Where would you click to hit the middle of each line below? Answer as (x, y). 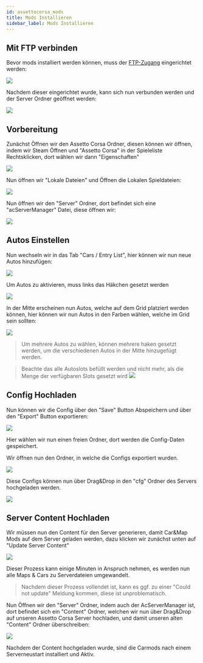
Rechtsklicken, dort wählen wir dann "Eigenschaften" (73, 157)
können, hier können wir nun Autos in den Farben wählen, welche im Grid (98, 314)
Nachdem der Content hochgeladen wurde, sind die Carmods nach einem (99, 648)
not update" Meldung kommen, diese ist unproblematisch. (94, 594)
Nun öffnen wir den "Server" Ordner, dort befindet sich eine (81, 203)
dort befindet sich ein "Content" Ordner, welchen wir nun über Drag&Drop (99, 612)
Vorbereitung (32, 129)
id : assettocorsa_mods (35, 12)
